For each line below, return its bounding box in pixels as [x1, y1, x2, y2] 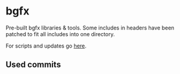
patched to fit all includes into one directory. [5, 30, 115, 37]
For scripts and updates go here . [5, 42, 87, 49]
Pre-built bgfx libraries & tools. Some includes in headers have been [5, 24, 175, 31]
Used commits [5, 60, 61, 70]
